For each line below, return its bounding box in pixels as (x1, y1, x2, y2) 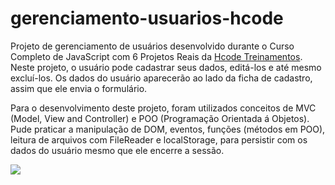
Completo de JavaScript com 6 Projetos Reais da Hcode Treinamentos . (10, 50, 303, 62)
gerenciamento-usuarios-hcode (10, 7, 284, 30)
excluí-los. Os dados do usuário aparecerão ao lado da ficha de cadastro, (10, 72, 313, 84)
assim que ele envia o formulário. (10, 82, 148, 94)
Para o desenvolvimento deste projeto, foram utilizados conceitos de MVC (10, 102, 317, 114)
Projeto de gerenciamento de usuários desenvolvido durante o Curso (10, 40, 295, 52)
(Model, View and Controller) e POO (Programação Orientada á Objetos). (10, 112, 310, 124)
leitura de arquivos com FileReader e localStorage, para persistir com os (10, 133, 308, 146)
